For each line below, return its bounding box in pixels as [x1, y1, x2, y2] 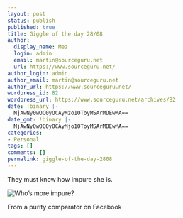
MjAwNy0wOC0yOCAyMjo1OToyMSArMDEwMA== [13, 122, 129, 130]
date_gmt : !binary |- [7, 116, 72, 123]
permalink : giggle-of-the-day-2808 [7, 156, 113, 163]
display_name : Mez [13, 43, 69, 50]
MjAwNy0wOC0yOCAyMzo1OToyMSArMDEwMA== [13, 109, 129, 116]
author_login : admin [7, 70, 69, 77]
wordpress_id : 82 [7, 89, 59, 97]
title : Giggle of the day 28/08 [7, 30, 103, 38]
